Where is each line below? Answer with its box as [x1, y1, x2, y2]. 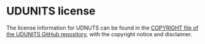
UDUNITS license [6, 4, 96, 18]
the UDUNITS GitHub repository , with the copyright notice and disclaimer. [6, 30, 192, 37]
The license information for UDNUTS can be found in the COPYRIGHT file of [6, 24, 199, 31]
